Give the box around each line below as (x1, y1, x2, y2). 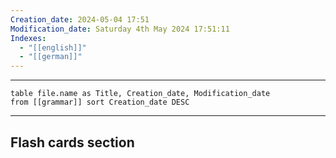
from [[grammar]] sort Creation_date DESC (10, 97, 190, 108)
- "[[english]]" (19, 42, 87, 53)
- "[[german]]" (19, 52, 83, 62)
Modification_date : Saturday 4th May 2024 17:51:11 (10, 24, 230, 34)
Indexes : (10, 33, 47, 43)
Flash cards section (10, 134, 135, 151)
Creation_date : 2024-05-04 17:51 (10, 14, 150, 25)
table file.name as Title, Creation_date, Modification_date (10, 89, 271, 99)
